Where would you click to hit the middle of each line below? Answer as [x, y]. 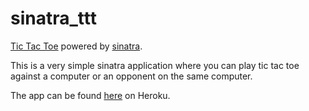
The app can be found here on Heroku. [90, 95]
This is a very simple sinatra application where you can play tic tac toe [155, 65]
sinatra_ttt [53, 18]
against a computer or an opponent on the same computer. [131, 76]
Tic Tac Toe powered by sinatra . [76, 46]
